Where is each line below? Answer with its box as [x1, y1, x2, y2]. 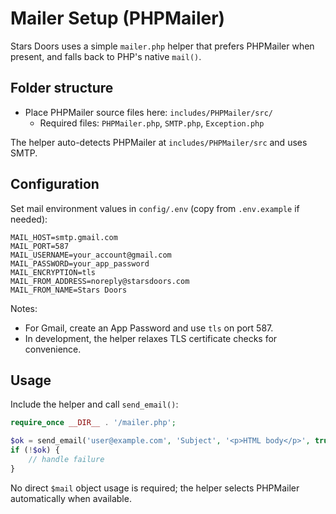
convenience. [24, 343, 82, 355]
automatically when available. [10, 492, 132, 504]
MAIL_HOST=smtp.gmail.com [10, 232, 118, 242]
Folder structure [10, 80, 114, 97]
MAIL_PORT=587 [10, 241, 70, 251]
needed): [10, 213, 48, 225]
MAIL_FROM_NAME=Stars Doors [10, 285, 128, 295]
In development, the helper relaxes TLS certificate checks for [24, 332, 278, 344]
